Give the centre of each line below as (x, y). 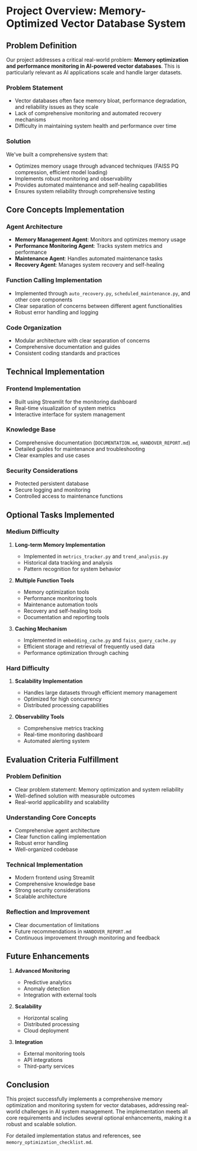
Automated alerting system (57, 741)
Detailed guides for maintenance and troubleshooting (80, 449)
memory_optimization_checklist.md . (50, 1142)
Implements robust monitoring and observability (73, 178)
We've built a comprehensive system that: (57, 154)
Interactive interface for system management (70, 414)
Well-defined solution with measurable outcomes (75, 796)
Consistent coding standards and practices (67, 353)
